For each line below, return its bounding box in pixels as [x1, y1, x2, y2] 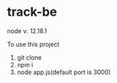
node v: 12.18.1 [7, 27, 47, 35]
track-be [7, 4, 57, 20]
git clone [16, 53, 42, 62]
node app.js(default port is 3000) [16, 68, 111, 76]
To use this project [7, 40, 60, 48]
